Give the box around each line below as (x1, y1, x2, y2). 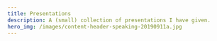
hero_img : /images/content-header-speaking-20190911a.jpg (7, 23, 182, 30)
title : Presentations (7, 10, 72, 17)
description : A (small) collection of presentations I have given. (7, 17, 211, 24)
